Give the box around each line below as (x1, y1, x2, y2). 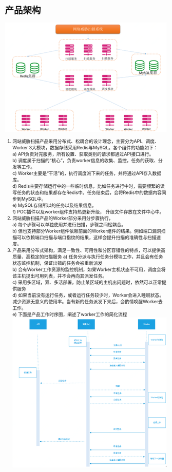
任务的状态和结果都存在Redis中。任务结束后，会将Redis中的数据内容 (16, 189, 162, 195)
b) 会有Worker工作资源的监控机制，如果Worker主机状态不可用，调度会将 (12, 266, 166, 272)
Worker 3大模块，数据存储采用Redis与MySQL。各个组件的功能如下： (12, 145, 158, 151)
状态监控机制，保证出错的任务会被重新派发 (12, 260, 103, 266)
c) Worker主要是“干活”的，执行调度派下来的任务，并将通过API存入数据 (12, 170, 162, 176)
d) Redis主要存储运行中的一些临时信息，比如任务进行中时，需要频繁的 (12, 183, 160, 189)
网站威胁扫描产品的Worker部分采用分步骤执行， (12, 215, 113, 221)
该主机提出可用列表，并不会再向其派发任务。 (12, 273, 107, 279)
